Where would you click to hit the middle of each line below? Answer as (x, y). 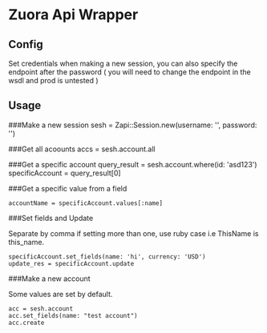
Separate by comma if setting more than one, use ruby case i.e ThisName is (133, 233)
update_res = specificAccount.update (71, 263)
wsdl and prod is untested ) (53, 80)
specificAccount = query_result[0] (65, 173)
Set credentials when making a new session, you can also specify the (123, 63)
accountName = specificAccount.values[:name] (85, 203)
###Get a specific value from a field (68, 188)
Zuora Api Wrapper (73, 15)
